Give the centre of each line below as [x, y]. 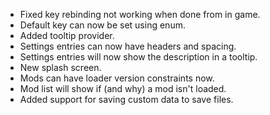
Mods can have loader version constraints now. [117, 78]
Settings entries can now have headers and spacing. [128, 46]
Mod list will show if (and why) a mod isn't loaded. [123, 88]
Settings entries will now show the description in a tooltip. [138, 57]
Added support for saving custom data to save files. [126, 99]
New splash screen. [60, 67]
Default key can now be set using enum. [102, 25]
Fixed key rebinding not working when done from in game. [140, 14]
